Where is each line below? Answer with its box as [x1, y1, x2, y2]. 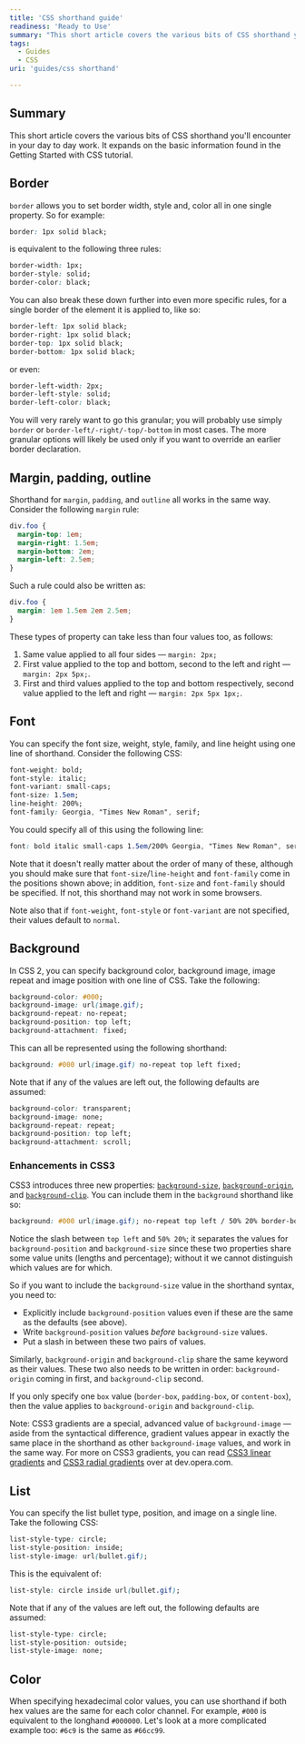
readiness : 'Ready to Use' [9, 22, 112, 31]
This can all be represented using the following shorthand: [9, 1042, 228, 1053]
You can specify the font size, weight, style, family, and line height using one [9, 738, 296, 749]
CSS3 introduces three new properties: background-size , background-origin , [9, 1180, 295, 1191]
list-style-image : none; [9, 1647, 103, 1656]
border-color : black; [9, 279, 92, 288]
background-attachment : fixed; [9, 1026, 128, 1036]
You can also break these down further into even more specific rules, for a [9, 295, 288, 305]
